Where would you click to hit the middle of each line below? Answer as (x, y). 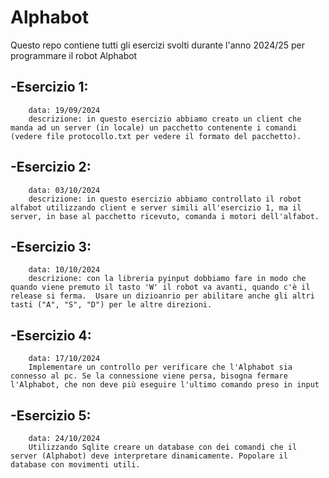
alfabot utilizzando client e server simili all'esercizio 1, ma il (156, 207)
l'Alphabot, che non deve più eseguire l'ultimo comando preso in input (165, 385)
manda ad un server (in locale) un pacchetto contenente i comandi (154, 127)
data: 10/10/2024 (64, 270)
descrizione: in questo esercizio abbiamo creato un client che (165, 119)
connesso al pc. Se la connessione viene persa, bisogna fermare (149, 376)
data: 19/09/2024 (64, 110)
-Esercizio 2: (51, 167)
